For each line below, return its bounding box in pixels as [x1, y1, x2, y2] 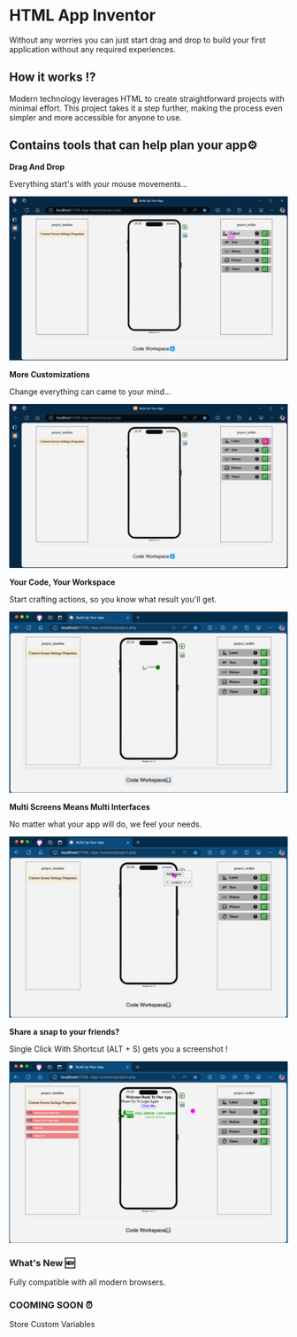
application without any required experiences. [9, 43, 177, 54]
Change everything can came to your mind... [9, 386, 171, 397]
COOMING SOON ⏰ [9, 1299, 93, 1311]
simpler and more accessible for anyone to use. [9, 112, 183, 122]
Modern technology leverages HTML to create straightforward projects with [9, 93, 285, 104]
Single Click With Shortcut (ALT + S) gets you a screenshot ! [9, 1043, 228, 1054]
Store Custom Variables [9, 1319, 95, 1330]
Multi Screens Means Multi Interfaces [9, 801, 150, 812]
